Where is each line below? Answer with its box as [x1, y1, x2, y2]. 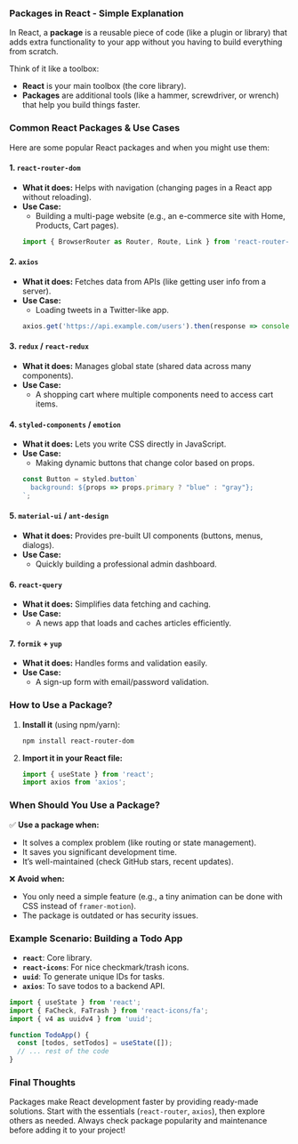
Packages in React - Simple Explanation [9, 7, 184, 20]
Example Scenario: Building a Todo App [9, 932, 183, 945]
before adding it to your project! [9, 1124, 126, 1136]
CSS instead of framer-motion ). [21, 900, 136, 911]
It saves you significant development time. [21, 846, 178, 857]
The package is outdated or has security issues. [21, 910, 198, 921]
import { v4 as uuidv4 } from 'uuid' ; [9, 1014, 153, 1023]
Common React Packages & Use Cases [9, 122, 181, 134]
